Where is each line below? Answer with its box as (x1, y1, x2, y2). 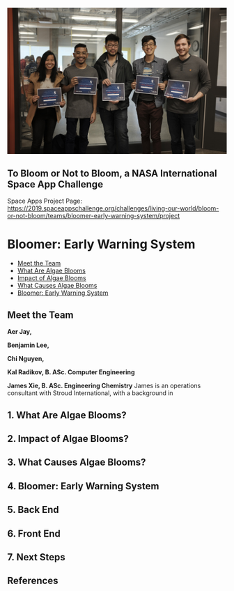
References (7, 575, 58, 587)
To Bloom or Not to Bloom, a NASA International (7, 168, 217, 180)
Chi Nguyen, (7, 355, 45, 363)
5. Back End (7, 504, 59, 516)
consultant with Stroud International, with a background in (7, 389, 173, 397)
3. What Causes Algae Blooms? (7, 456, 146, 468)
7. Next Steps (7, 551, 65, 563)
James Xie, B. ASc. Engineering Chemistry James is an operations (7, 381, 201, 390)
